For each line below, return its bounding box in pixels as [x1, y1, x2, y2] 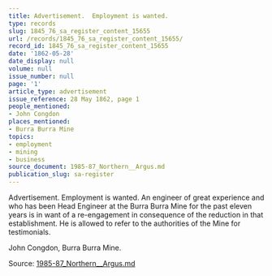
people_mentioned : [8, 102, 71, 110]
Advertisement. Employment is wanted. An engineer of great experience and [8, 192, 265, 202]
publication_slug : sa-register [8, 170, 114, 179]
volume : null [8, 65, 53, 73]
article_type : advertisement [8, 87, 107, 96]
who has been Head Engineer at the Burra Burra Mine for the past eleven [8, 201, 253, 211]
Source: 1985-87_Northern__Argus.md [8, 259, 136, 268]
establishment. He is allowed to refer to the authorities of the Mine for [8, 218, 241, 228]
